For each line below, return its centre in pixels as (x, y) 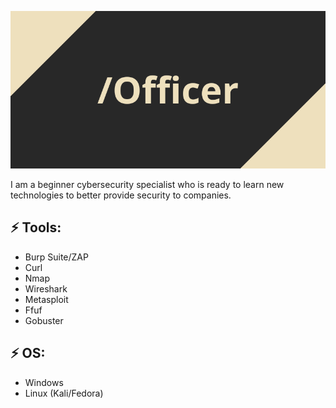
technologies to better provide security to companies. (121, 195)
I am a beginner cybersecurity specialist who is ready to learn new (147, 184)
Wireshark (46, 288)
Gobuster (44, 320)
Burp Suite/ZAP (56, 257)
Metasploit (46, 299)
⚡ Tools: (36, 227)
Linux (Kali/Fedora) (64, 393)
